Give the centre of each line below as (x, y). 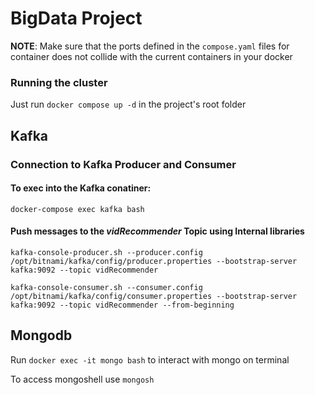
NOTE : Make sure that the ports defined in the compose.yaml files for (150, 46)
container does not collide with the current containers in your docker (151, 56)
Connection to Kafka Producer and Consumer (123, 164)
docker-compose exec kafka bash (77, 209)
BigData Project (76, 18)
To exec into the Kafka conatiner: (81, 188)
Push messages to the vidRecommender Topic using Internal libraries (157, 231)
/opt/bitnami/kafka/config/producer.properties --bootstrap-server (154, 261)
